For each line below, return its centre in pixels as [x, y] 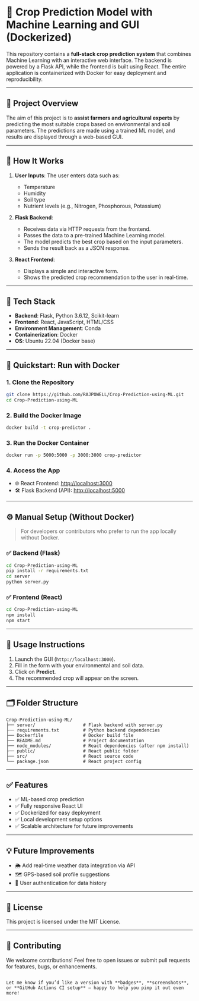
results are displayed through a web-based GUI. [65, 137]
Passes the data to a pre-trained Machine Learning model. [94, 235]
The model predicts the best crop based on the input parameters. [103, 241]
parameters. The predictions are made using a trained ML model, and [91, 130]
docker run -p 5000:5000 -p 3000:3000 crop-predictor [74, 455]
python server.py [28, 582]
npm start [18, 621]
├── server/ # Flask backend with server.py [84, 725]
